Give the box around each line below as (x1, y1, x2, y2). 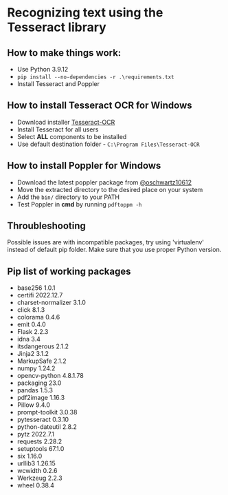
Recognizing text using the (7, 5, 163, 21)
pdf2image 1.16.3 (16, 394, 65, 402)
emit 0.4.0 (16, 320, 46, 328)
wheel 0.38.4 (16, 481, 55, 489)
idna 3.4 (16, 335, 41, 344)
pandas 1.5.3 (16, 386, 54, 394)
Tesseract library (7, 19, 106, 35)
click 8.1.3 (16, 306, 45, 314)
